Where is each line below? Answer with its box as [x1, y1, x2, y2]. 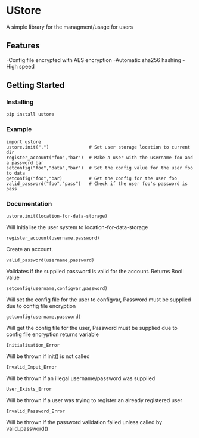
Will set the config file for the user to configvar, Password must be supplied [6, 296, 191, 303]
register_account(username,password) [6, 235, 100, 242]
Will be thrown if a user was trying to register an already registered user [6, 397, 183, 404]
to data [6, 170, 26, 176]
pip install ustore [6, 112, 55, 118]
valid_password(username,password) [6, 257, 95, 263]
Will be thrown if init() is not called [6, 353, 90, 360]
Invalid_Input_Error [6, 365, 58, 371]
